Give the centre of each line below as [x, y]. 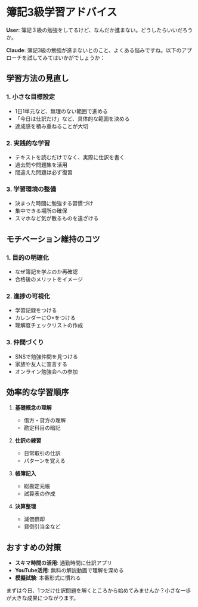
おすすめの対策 [34, 547]
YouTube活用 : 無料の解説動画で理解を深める [69, 570]
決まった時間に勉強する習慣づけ [54, 204]
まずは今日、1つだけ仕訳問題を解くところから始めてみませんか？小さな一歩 [99, 591]
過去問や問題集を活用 [41, 165]
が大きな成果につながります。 [43, 598]
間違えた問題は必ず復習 [44, 172]
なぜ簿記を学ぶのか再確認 [46, 271]
